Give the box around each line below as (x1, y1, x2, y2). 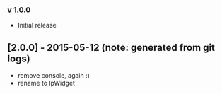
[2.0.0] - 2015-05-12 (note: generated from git (7, 41, 216, 54)
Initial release (17, 21, 57, 30)
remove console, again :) (17, 71, 90, 80)
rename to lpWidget (17, 79, 76, 88)
